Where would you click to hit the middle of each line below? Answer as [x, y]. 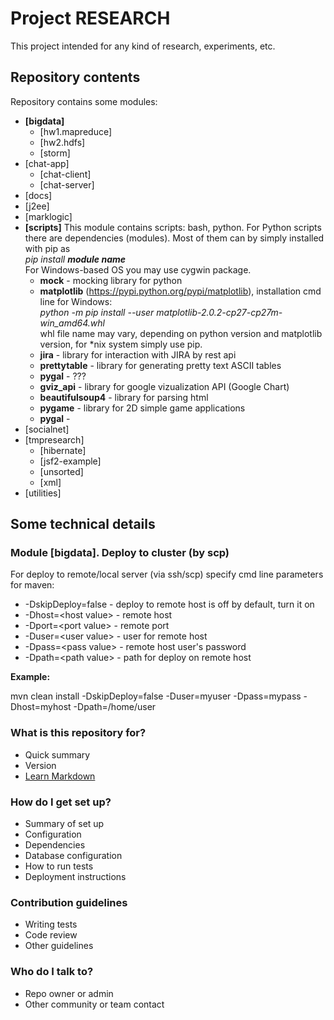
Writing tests [51, 924]
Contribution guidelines [69, 902]
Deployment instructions [75, 877]
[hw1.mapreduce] [76, 131]
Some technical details [83, 524]
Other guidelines [59, 946]
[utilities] [43, 493]
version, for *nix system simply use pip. [121, 344]
